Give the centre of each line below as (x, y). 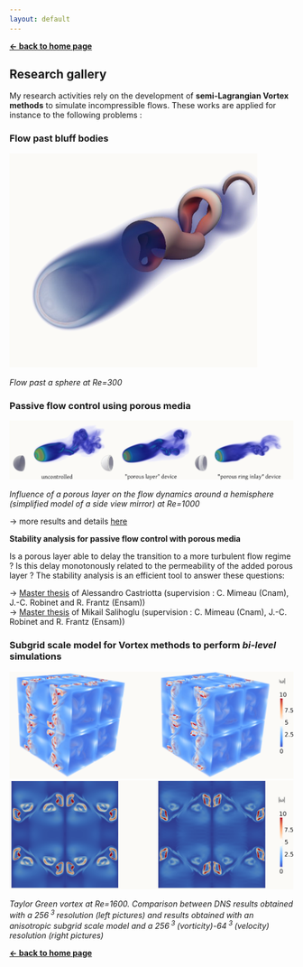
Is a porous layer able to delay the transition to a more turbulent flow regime (150, 556)
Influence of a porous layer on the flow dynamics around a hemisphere (142, 494)
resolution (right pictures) (56, 935)
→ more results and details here (69, 521)
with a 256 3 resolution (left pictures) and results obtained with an (132, 914)
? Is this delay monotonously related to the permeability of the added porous (151, 566)
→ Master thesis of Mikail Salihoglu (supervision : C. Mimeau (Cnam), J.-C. (148, 612)
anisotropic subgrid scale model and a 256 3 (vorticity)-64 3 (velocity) (139, 925)
